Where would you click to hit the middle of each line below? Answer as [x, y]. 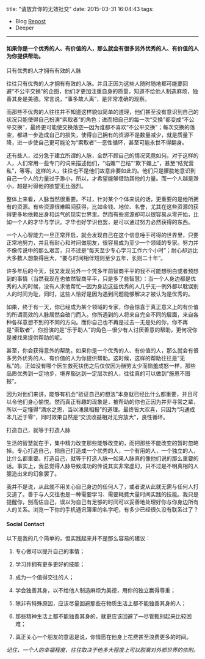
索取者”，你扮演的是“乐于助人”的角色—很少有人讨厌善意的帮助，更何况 [103, 330]
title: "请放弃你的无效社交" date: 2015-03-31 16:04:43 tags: [80, 9]
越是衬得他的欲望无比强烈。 [52, 186]
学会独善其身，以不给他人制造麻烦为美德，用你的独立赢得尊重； [95, 590]
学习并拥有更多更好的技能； [50, 564]
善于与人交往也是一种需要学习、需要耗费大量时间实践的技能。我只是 [113, 494]
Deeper [25, 28]
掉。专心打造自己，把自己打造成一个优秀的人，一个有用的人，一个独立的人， [103, 451]
